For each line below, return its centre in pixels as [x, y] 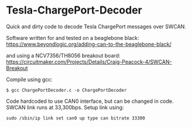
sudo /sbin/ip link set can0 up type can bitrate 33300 [76, 118]
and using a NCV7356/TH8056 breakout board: [63, 55]
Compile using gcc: [29, 79]
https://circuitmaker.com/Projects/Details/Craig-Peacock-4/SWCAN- [89, 62]
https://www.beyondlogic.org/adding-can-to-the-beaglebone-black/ [89, 44]
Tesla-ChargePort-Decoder [74, 10]
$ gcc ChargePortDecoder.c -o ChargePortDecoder [66, 90]
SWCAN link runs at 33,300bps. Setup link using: [65, 107]
